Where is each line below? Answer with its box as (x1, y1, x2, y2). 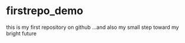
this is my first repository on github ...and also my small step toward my (6, 24, 179, 31)
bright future (6, 29, 37, 37)
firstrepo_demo (6, 4, 84, 18)
